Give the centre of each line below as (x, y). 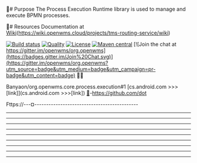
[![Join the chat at (155, 44)
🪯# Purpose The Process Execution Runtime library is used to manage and (96, 9)
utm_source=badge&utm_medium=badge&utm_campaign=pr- (81, 69)
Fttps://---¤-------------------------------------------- (72, 104)
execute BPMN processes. (38, 15)
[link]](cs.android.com (33, 93)
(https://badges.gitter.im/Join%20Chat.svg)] (60, 57)
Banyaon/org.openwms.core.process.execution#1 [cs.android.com (86, 87)
